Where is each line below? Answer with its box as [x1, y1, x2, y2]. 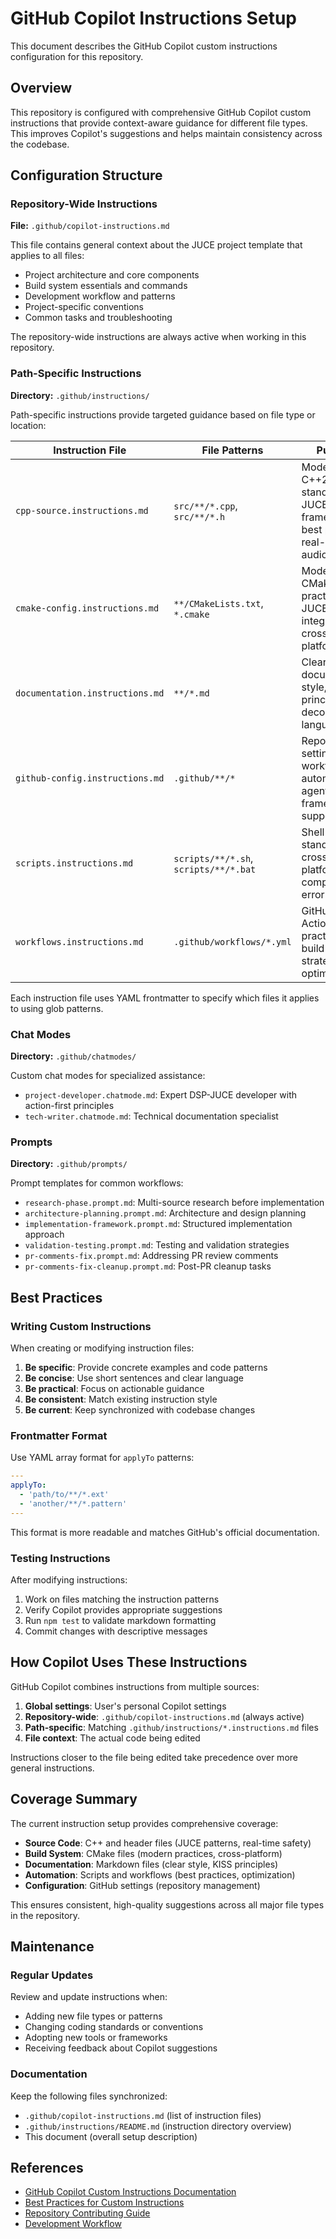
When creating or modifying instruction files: [10, 1342, 195, 1354]
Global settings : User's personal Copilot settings [24, 1700, 227, 1712]
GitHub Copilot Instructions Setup [10, 7, 297, 30]
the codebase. [10, 138, 70, 150]
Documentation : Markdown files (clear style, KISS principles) [24, 1858, 279, 1870]
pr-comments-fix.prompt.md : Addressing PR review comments [24, 1250, 279, 1262]
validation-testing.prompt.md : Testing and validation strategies [24, 1239, 290, 1251]
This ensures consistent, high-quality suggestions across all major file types [10, 1898, 325, 1911]
